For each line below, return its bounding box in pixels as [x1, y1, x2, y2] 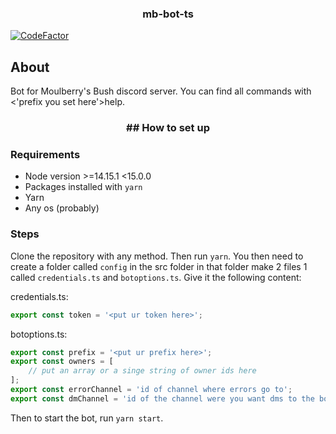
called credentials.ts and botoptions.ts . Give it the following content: [10, 271, 302, 283]
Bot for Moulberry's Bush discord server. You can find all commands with [10, 85, 312, 97]
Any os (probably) [24, 202, 100, 214]
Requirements [10, 147, 81, 161]
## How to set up [126, 121, 210, 135]
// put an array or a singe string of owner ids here [28, 366, 257, 376]
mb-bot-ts [142, 7, 194, 21]
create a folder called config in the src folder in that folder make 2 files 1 [10, 260, 308, 272]
